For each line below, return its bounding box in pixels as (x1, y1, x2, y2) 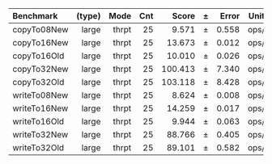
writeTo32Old (12, 142, 65, 153)
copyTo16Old (12, 50, 65, 61)
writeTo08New (12, 90, 69, 100)
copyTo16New (12, 37, 69, 48)
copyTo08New (12, 24, 69, 35)
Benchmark (12, 11, 58, 21)
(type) (76, 11, 101, 21)
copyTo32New (12, 64, 69, 74)
